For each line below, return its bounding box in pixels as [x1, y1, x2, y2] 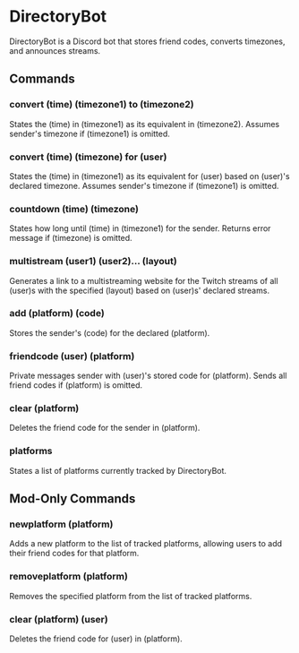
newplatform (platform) [9, 518, 114, 530]
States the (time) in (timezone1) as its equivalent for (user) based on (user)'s [9, 170, 290, 181]
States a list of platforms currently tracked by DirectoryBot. [9, 465, 226, 476]
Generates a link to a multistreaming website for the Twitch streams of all [9, 275, 279, 286]
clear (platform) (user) [9, 613, 109, 625]
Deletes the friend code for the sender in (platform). [9, 423, 201, 434]
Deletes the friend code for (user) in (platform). [9, 633, 184, 644]
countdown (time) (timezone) [9, 202, 139, 215]
